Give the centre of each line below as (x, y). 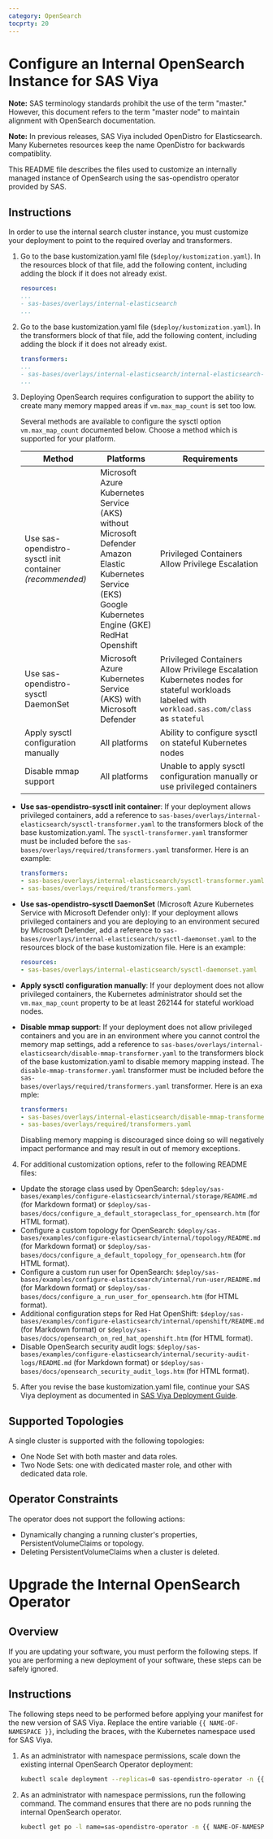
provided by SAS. (37, 187)
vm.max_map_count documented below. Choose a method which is (129, 430)
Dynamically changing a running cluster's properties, (108, 1534)
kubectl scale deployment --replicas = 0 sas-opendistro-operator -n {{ (142, 1779)
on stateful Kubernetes (204, 743)
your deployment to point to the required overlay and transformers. (121, 241)
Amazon (116, 554)
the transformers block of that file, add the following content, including (139, 335)
